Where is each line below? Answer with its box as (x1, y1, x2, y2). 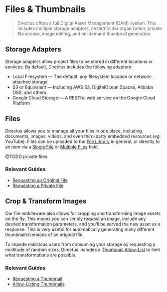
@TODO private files (5, 153, 47, 159)
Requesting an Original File (12, 177, 68, 183)
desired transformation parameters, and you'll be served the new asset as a (5, 221, 161, 227)
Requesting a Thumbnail (12, 275, 63, 281)
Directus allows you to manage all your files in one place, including (5, 127, 142, 133)
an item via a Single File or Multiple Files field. (5, 143, 99, 149)
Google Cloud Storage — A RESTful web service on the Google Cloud (12, 94, 156, 100)
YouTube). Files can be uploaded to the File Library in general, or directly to (5, 138, 160, 144)
